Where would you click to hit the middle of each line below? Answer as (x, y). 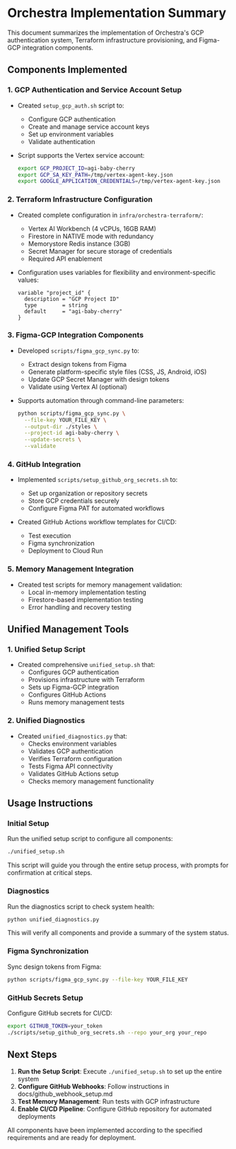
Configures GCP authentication (73, 672)
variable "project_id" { (54, 293)
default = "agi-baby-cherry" (73, 311)
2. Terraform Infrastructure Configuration (80, 199)
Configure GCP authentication (72, 119)
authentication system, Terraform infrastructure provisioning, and (102, 40)
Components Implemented (67, 70)
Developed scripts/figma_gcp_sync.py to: (78, 350)
